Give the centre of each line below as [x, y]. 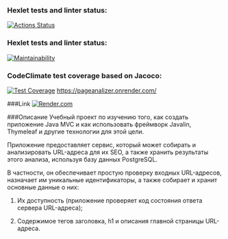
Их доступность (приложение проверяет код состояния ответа [110, 200]
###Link [19, 103]
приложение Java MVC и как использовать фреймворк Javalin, [99, 124]
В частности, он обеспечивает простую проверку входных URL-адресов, [115, 173]
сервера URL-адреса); [50, 207]
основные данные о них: [43, 187]
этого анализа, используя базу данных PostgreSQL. [82, 159]
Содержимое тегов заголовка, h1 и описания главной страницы [110, 221]
